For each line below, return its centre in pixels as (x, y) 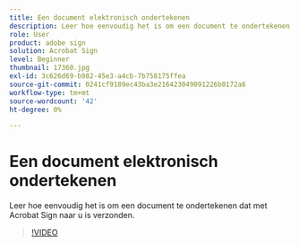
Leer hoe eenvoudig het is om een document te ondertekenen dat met (138, 206)
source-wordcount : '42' (54, 101)
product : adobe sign (48, 43)
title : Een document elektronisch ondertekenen (100, 18)
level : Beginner (39, 59)
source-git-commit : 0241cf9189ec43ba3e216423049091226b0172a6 (128, 84)
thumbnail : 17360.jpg (50, 68)
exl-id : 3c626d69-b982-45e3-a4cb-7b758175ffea (98, 76)
